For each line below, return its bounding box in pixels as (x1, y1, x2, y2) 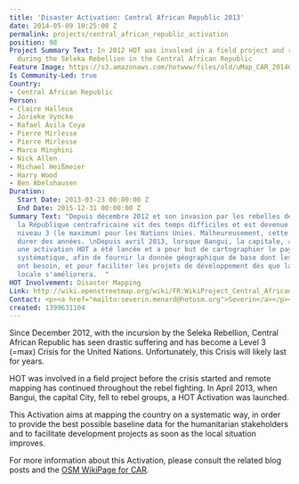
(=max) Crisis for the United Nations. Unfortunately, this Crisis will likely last (9, 347, 287, 357)
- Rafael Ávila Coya (9, 121, 86, 130)
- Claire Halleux (9, 104, 74, 113)
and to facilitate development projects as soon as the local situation (9, 429, 256, 439)
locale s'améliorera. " (17, 270, 109, 279)
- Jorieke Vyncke (9, 112, 74, 121)
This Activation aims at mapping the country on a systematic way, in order (9, 409, 281, 420)
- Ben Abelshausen (9, 179, 77, 188)
